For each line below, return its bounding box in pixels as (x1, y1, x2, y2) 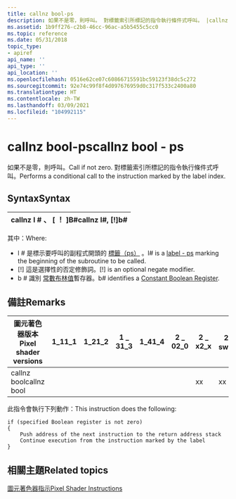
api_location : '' (7, 69, 58, 76)
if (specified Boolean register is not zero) (7, 419, 143, 426)
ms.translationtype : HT (7, 89, 77, 96)
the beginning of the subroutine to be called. (17, 256, 146, 265)
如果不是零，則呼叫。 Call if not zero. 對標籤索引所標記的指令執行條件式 (7, 163, 213, 171)
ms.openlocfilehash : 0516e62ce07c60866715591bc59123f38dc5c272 (7, 75, 197, 83)
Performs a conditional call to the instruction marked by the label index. (20, 172, 226, 180)
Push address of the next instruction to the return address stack (20, 431, 221, 438)
